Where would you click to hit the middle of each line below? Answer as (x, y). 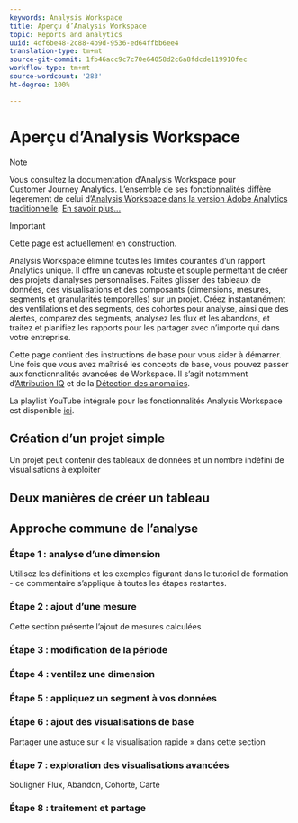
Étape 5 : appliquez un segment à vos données (113, 698)
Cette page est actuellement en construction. (93, 243)
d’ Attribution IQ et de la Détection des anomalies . (100, 383)
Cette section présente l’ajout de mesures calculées (105, 626)
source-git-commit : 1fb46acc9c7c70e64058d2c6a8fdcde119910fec (128, 59)
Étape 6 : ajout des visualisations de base (102, 722)
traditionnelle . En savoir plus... (65, 208)
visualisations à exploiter (55, 470)
